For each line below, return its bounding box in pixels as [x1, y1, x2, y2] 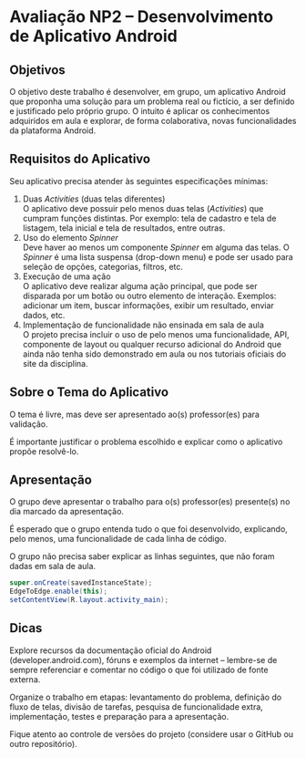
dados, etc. [22, 309, 66, 320]
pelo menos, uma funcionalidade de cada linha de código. [9, 534, 227, 545]
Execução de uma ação [22, 271, 111, 282]
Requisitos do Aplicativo [9, 151, 151, 167]
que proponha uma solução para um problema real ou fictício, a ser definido [9, 96, 295, 107]
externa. [9, 673, 41, 685]
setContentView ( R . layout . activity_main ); [9, 596, 169, 605]
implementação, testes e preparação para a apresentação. [9, 711, 229, 722]
